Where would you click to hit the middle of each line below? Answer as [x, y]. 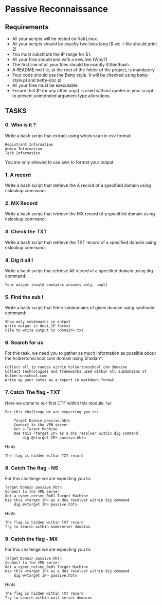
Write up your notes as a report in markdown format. [61, 380]
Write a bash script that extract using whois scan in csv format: [68, 136]
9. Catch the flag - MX [32, 539]
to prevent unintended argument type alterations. [61, 96]
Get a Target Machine [36, 429]
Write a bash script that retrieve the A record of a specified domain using [78, 185]
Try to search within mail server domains [49, 598]
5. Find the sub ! [24, 297]
